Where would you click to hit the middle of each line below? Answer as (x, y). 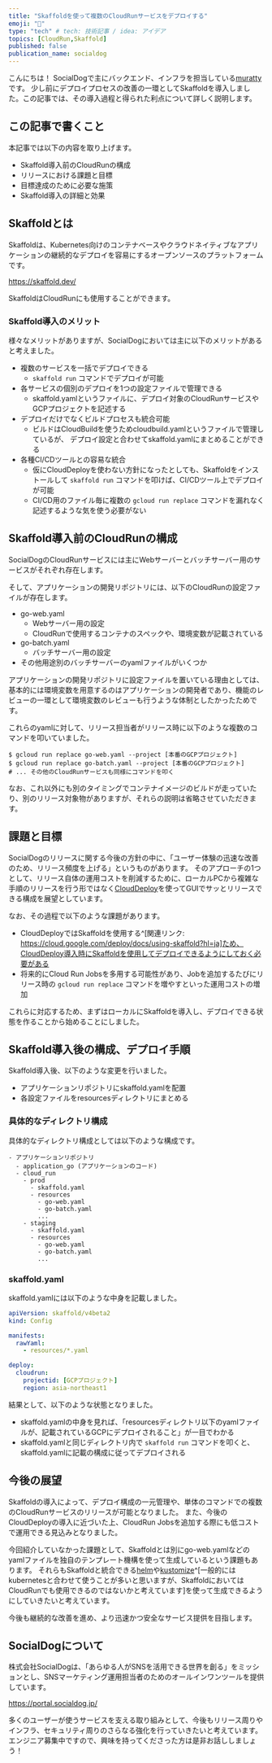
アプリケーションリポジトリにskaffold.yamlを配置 (103, 1088)
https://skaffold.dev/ (42, 281)
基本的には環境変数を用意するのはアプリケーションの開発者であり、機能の (133, 689)
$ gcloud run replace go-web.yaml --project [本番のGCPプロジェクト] (123, 755)
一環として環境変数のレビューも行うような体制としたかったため (143, 700)
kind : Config (30, 1321)
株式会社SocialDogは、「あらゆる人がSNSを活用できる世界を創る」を (123, 1667)
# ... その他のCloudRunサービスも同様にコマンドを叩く (91, 772)
